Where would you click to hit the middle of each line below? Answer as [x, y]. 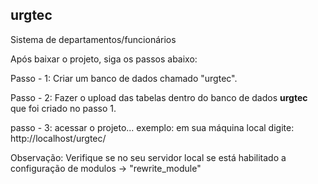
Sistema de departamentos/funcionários [93, 39]
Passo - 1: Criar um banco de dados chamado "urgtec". [124, 78]
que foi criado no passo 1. [63, 108]
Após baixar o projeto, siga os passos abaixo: [104, 59]
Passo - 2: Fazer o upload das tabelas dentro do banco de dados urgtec [159, 97]
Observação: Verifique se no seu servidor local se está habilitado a [148, 157]
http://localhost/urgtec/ [58, 138]
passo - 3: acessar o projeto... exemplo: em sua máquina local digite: [152, 127]
